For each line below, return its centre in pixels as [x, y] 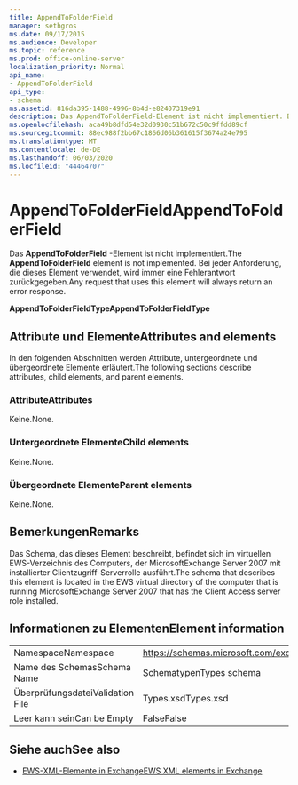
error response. [38, 292]
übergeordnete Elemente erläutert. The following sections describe [130, 368]
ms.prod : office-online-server [67, 59]
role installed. [34, 600]
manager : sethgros [43, 26]
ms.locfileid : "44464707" [57, 166]
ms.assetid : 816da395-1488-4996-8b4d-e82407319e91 [105, 108]
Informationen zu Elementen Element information [147, 629]
